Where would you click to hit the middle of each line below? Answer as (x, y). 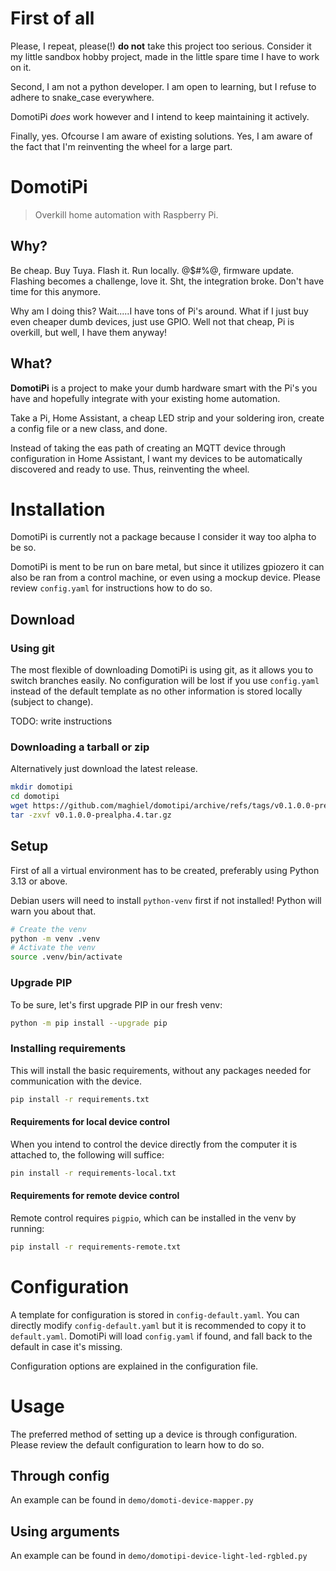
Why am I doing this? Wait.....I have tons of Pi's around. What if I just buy (159, 311)
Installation (58, 509)
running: (27, 1228)
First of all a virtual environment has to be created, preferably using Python (165, 870)
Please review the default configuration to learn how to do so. (137, 1444)
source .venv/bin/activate (66, 957)
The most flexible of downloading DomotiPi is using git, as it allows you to (162, 670)
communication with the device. (76, 1081)
